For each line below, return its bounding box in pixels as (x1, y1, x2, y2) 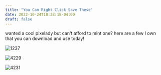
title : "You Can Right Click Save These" (5, 7, 93, 12)
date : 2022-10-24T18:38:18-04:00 (5, 12, 75, 17)
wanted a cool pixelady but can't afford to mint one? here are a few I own (5, 30, 156, 36)
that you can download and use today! (5, 35, 84, 41)
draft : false (5, 16, 33, 21)
